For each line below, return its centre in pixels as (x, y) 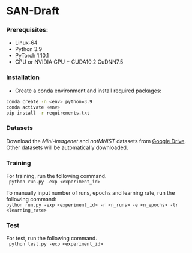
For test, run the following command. (52, 239)
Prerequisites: (27, 30)
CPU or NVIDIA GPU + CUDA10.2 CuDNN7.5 (69, 62)
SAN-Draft (33, 11)
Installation (23, 77)
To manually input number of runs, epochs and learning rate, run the (91, 193)
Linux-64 (26, 43)
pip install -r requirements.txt (48, 113)
